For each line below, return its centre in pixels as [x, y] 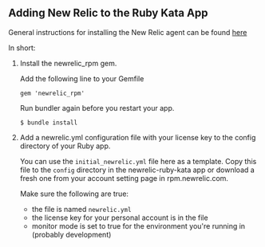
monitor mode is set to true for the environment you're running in [138, 225]
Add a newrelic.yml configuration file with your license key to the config [138, 137]
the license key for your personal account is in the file [120, 218]
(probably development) [71, 234]
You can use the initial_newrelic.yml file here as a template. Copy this [138, 161]
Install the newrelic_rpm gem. [68, 63]
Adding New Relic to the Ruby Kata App [108, 13]
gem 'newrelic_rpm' [52, 93]
